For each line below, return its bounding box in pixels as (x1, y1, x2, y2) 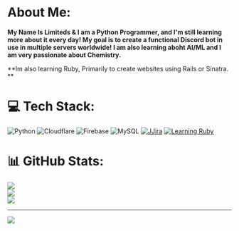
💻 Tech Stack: (7, 98, 95, 115)
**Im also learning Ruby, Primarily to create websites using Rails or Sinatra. (7, 64, 229, 73)
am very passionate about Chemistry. (7, 51, 122, 59)
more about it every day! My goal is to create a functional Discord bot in (7, 35, 223, 43)
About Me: (7, 4, 71, 21)
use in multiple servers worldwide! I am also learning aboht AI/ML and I (7, 43, 222, 51)
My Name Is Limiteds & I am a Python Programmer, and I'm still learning (7, 28, 223, 36)
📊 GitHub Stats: (7, 153, 105, 170)
